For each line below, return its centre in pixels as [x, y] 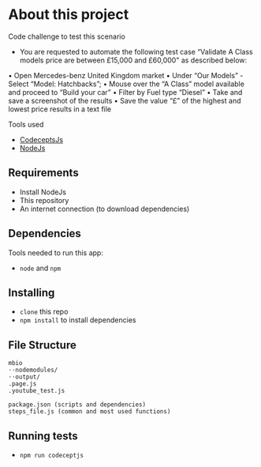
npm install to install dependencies [78, 320]
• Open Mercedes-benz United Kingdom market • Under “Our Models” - [126, 75]
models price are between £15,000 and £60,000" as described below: [133, 60]
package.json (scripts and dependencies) [77, 405]
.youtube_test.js [37, 391]
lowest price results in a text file [60, 109]
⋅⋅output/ [24, 377]
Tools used [26, 124]
